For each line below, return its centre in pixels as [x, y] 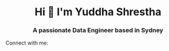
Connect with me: [27, 43]
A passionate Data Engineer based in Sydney [98, 30]
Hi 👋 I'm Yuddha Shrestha [98, 12]
